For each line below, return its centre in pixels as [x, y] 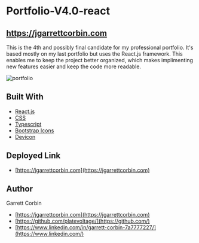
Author [19, 189]
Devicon [25, 136]
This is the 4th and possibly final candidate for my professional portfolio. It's [100, 47]
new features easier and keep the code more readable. [74, 66]
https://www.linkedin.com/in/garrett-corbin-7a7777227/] [87, 227]
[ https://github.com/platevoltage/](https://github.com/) [82, 221]
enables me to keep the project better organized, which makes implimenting [99, 60]
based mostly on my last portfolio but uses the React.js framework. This [95, 54]
